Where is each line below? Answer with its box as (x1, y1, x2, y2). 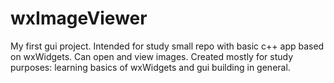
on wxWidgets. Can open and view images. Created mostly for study (10, 50, 294, 62)
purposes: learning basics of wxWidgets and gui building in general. (10, 61, 291, 73)
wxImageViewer (10, 7, 148, 30)
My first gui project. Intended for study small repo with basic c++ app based (10, 40, 325, 52)
